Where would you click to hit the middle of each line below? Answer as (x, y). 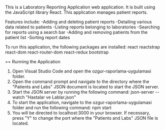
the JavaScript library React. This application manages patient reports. (77, 12)
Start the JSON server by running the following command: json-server (83, 92)
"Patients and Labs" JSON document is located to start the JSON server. (86, 87)
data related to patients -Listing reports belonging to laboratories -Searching (82, 27)
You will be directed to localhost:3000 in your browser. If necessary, (81, 113)
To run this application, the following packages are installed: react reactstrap (82, 47)
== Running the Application (33, 62)
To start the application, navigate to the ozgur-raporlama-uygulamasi (82, 102)
